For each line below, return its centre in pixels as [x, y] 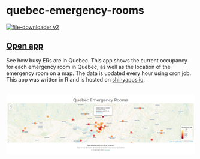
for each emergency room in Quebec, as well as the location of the [88, 67]
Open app [25, 46]
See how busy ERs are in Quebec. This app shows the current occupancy [97, 60]
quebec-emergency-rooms [75, 10]
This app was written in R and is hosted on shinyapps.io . [76, 79]
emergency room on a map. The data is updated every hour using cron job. [99, 73]
